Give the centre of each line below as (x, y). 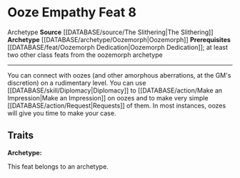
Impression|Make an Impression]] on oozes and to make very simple (108, 98)
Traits (21, 136)
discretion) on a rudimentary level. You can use (77, 83)
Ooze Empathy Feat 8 (72, 12)
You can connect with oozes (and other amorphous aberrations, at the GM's (119, 75)
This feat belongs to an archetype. (58, 166)
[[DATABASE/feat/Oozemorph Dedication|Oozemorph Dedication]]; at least (118, 47)
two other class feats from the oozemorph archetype (85, 55)
